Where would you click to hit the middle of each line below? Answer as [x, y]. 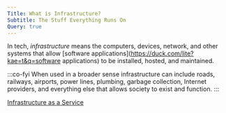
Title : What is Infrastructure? [54, 14]
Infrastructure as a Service [45, 103]
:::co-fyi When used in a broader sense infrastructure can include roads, [111, 74]
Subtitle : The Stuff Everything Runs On [67, 20]
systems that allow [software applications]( [69, 53]
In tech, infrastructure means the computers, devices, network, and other [113, 46]
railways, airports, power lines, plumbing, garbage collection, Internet [107, 82]
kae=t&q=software [34, 61]
